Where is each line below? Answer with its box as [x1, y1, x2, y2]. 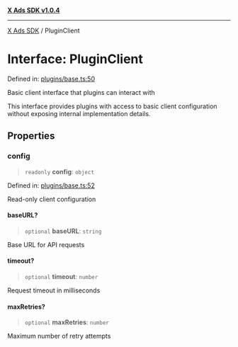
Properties [7, 130, 55, 142]
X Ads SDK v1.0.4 [7, 6, 60, 14]
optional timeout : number [24, 273, 98, 281]
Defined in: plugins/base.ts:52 [7, 181, 96, 190]
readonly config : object [24, 167, 94, 176]
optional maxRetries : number [24, 318, 110, 326]
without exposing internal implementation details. [7, 109, 151, 118]
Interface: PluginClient [7, 51, 144, 67]
